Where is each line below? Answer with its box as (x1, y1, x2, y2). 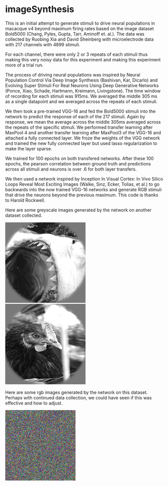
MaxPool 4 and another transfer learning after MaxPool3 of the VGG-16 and (5, 129, 161, 135)
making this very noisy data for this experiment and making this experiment (5, 56, 161, 62)
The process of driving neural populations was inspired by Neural (5, 71, 140, 77)
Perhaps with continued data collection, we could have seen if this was (5, 394, 152, 400)
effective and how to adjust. (5, 400, 63, 406)
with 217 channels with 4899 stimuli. (5, 41, 80, 47)
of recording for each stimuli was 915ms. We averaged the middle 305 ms (5, 93, 157, 99)
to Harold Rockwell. (5, 197, 46, 203)
